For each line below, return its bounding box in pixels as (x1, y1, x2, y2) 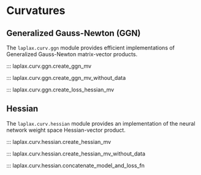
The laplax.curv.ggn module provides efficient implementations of (6, 44, 175, 51)
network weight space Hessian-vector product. (6, 126, 126, 134)
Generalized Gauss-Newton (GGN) (6, 28, 141, 38)
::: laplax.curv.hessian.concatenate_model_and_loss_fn (6, 162, 145, 169)
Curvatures (6, 4, 66, 18)
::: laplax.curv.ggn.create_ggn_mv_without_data (6, 74, 126, 81)
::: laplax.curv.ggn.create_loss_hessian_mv (6, 86, 115, 93)
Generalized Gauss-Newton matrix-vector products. (6, 51, 138, 58)
